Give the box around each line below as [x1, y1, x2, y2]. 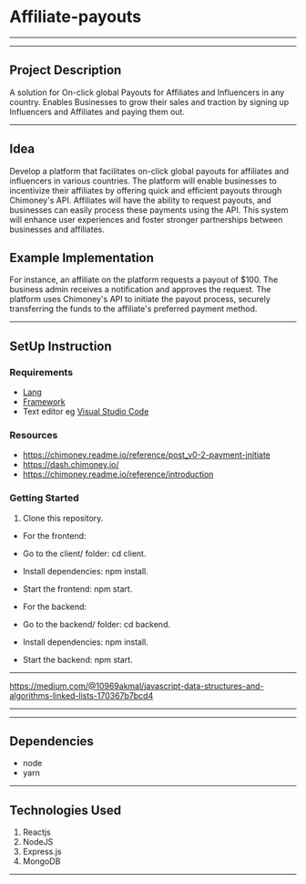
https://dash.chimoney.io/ [22, 459, 120, 470]
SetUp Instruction [9, 338, 112, 353]
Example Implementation [9, 249, 155, 266]
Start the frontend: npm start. [22, 583, 133, 595]
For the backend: [22, 601, 87, 612]
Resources [9, 428, 58, 441]
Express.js [22, 847, 62, 858]
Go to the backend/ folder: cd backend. [22, 618, 171, 629]
